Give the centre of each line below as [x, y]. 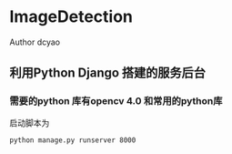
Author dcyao [35, 42]
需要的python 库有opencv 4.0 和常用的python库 [116, 101]
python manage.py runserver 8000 [73, 140]
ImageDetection [71, 17]
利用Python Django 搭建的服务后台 [108, 73]
